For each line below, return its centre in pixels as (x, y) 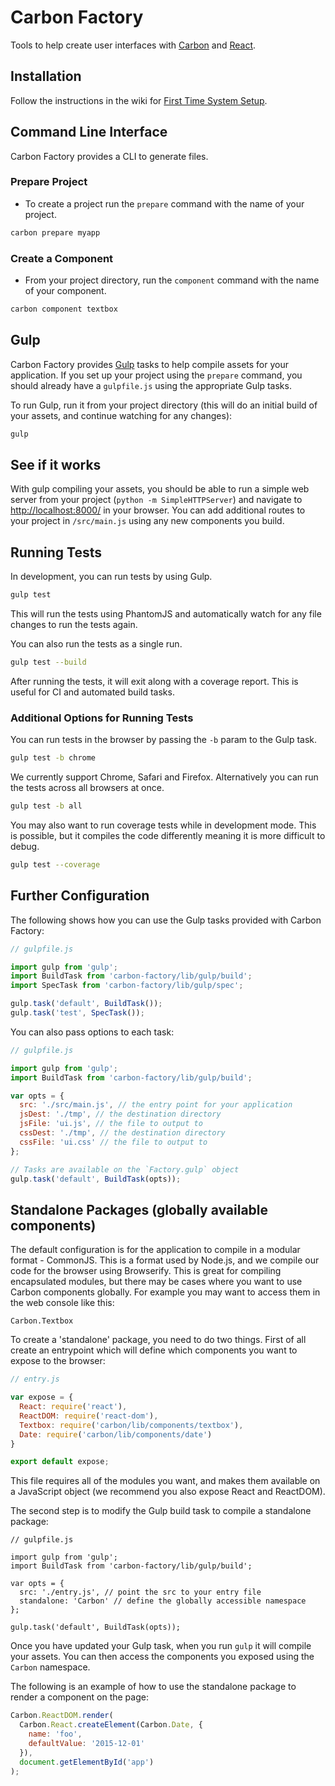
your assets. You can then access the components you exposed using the (162, 1657)
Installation (46, 76)
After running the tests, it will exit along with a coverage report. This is (154, 681)
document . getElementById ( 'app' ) (87, 1762)
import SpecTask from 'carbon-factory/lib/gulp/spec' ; (127, 986)
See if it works (56, 464)
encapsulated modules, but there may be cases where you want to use (156, 1282)
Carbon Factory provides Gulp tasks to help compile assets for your (149, 364)
